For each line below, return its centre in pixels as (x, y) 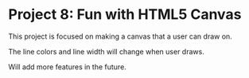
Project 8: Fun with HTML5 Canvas (125, 15)
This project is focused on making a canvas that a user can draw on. (120, 36)
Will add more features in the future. (68, 67)
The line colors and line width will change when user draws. (106, 51)
